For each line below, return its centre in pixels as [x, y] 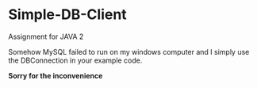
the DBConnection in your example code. [75, 60]
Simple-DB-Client [67, 15]
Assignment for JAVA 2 [46, 36]
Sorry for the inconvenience [56, 75]
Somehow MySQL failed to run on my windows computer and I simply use [129, 52]
